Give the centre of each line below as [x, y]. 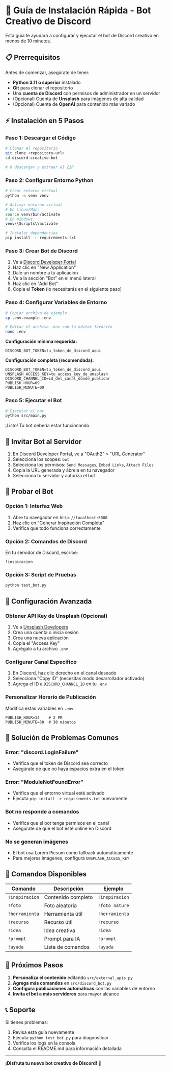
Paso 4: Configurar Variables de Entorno [56, 302]
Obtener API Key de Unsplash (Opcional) [56, 616]
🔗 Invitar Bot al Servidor [44, 441]
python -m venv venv [27, 196]
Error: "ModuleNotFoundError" [45, 782]
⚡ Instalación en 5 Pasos [45, 121]
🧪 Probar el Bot [29, 492]
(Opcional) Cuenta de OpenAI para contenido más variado [74, 104]
